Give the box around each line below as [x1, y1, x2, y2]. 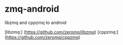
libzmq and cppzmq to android [4, 20, 67, 25]
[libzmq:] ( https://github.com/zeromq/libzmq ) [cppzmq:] [4, 29, 119, 35]
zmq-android [4, 3, 60, 15]
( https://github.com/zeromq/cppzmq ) [4, 34, 81, 40]
